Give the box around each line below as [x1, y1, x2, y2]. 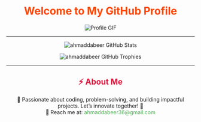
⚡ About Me [78, 77, 123, 87]
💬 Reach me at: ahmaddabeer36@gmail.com [45, 108, 156, 115]
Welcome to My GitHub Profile [23, 4, 178, 18]
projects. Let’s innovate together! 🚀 [57, 102, 144, 109]
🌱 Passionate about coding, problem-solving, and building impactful [17, 96, 184, 103]
